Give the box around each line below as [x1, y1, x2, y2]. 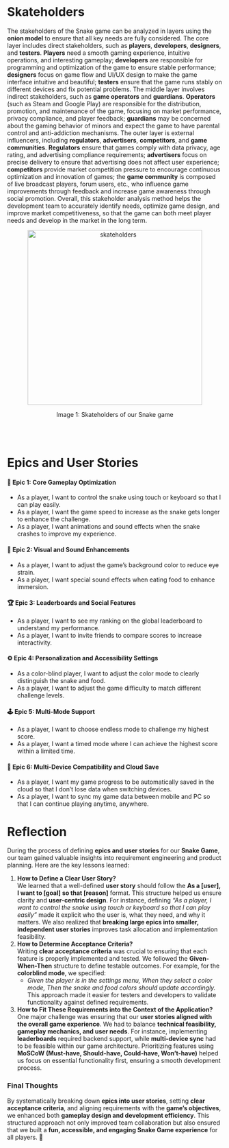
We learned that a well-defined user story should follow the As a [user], [16, 882, 221, 890]
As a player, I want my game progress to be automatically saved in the [16, 778, 215, 786]
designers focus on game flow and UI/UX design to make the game [7, 70, 198, 79]
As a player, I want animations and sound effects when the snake [16, 523, 200, 531]
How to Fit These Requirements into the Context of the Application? [16, 1005, 213, 1014]
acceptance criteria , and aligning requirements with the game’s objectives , [7, 1103, 221, 1112]
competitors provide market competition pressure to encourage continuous [7, 165, 221, 174]
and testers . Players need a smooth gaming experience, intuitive [7, 49, 190, 57]
